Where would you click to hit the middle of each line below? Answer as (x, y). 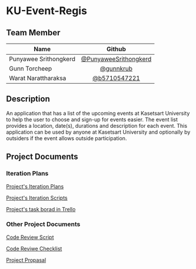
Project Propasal (26, 260)
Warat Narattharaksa (38, 78)
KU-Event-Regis (46, 11)
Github (117, 49)
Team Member (33, 33)
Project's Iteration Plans (35, 186)
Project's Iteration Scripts (37, 198)
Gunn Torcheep (31, 69)
